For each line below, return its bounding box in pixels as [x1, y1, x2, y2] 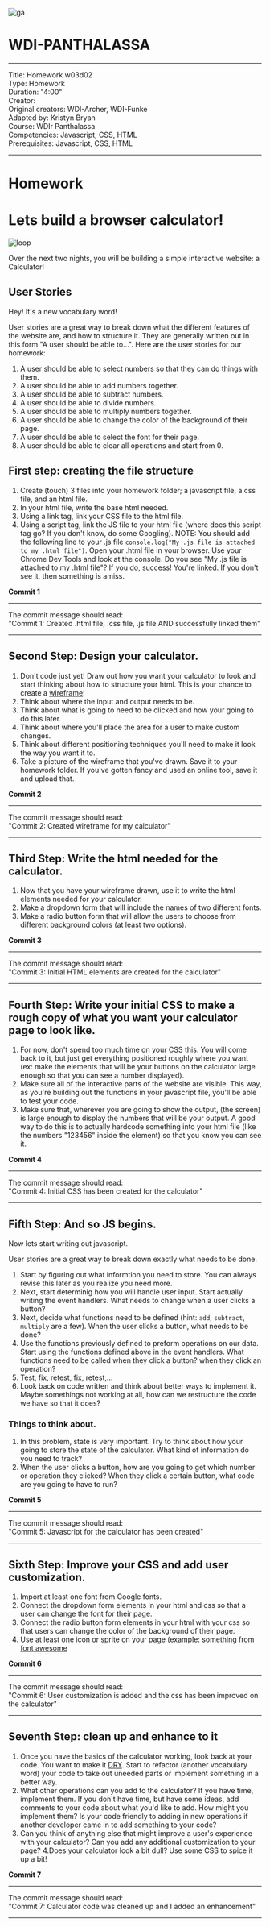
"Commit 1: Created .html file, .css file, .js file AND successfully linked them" [8, 618, 261, 628]
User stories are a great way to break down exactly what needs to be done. [8, 1254, 257, 1264]
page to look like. [8, 1024, 96, 1037]
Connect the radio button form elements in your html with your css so [19, 1618, 251, 1627]
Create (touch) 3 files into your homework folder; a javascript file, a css [19, 485, 256, 495]
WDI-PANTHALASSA [8, 36, 151, 54]
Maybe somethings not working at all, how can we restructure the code [19, 1389, 256, 1399]
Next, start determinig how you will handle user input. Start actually [19, 1286, 243, 1297]
